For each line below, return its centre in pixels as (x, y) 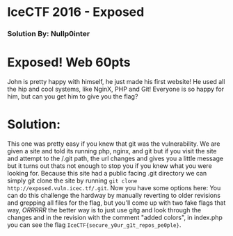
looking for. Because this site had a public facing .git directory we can (107, 173)
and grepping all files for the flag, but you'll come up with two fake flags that (116, 203)
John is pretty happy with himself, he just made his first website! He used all (116, 82)
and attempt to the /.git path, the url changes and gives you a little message (115, 158)
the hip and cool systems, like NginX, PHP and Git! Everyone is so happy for (116, 89)
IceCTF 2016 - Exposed (76, 12)
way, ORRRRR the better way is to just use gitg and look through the (104, 210)
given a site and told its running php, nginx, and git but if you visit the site (112, 151)
